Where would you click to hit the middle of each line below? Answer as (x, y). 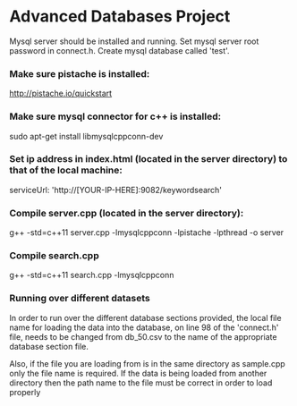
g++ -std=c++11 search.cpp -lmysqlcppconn (92, 275)
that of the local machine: (66, 170)
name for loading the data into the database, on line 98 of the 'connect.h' (144, 327)
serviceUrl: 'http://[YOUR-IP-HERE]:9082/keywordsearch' (115, 190)
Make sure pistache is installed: (80, 73)
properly (25, 392)
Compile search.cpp (55, 256)
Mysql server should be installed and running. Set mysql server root (134, 41)
